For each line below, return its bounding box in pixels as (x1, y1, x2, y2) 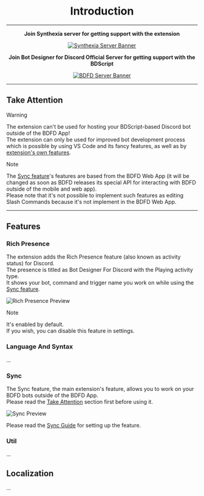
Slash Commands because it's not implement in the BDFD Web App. (6, 198, 177, 205)
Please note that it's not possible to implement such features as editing (6, 191, 184, 199)
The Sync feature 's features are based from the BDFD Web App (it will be (6, 172, 189, 180)
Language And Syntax (6, 342, 73, 351)
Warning (6, 111, 27, 118)
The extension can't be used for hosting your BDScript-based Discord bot (6, 123, 191, 130)
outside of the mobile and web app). (6, 185, 97, 192)
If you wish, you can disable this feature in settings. (6, 327, 135, 335)
